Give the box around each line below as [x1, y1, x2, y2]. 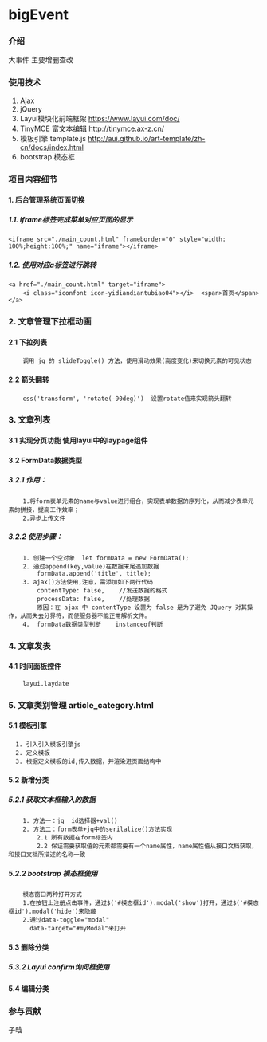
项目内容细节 [8, 174, 58, 185]
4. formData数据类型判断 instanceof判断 [22, 620, 163, 628]
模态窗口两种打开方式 [22, 891, 82, 898]
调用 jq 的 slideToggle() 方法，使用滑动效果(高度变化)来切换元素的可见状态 [22, 357, 253, 365]
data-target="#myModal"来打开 [29, 925, 127, 933]
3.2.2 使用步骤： [8, 532, 64, 541]
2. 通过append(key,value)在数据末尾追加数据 [22, 562, 159, 571]
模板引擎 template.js [19, 133, 86, 143]
